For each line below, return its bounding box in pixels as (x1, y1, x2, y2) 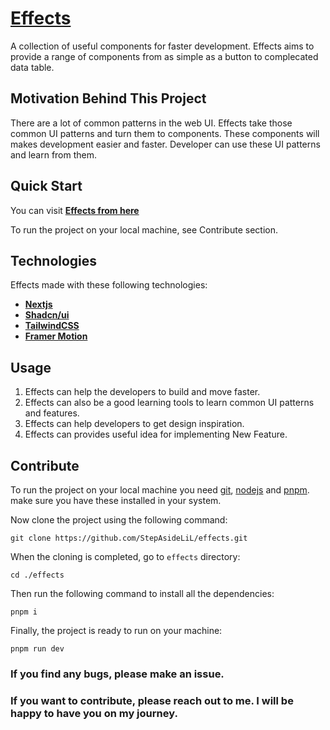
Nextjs (24, 298, 53, 311)
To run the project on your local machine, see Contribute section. (10, 223, 278, 236)
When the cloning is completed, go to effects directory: (10, 551, 241, 562)
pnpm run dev (10, 644, 65, 654)
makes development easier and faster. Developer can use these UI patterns (10, 138, 321, 150)
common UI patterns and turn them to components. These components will (10, 127, 320, 139)
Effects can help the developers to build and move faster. (24, 386, 261, 398)
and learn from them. (10, 148, 98, 161)
